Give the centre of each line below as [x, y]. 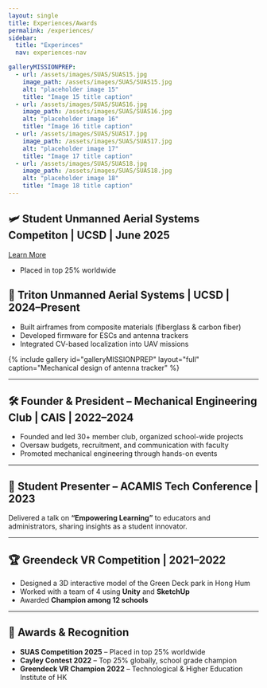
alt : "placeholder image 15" [71, 89]
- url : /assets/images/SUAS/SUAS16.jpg [81, 104]
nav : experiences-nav [51, 53]
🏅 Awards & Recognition [69, 633]
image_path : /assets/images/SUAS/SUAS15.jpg [97, 82]
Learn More [27, 254]
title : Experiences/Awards [53, 23]
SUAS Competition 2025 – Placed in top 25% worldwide [112, 651]
